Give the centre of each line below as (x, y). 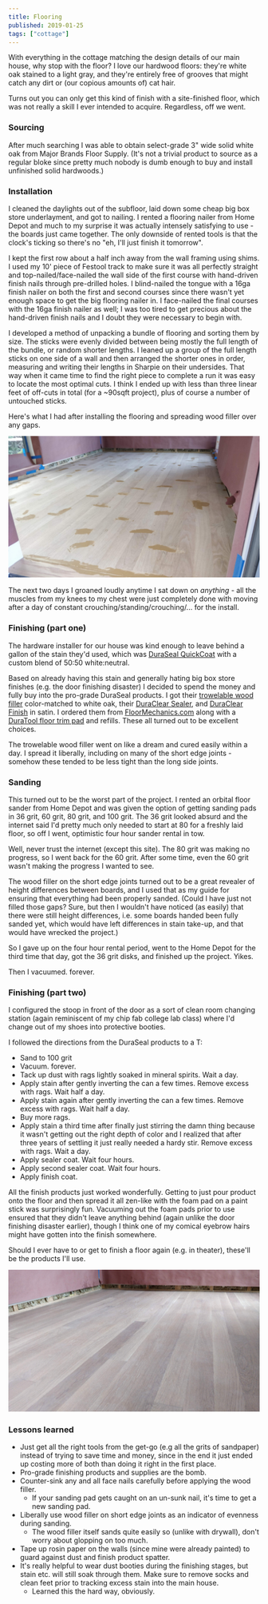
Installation (31, 191)
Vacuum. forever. (48, 1066)
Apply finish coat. (49, 1177)
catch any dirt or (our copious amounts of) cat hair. (92, 83)
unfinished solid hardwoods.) (56, 170)
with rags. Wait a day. (55, 1152)
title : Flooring (35, 17)
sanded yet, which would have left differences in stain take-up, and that (126, 924)
